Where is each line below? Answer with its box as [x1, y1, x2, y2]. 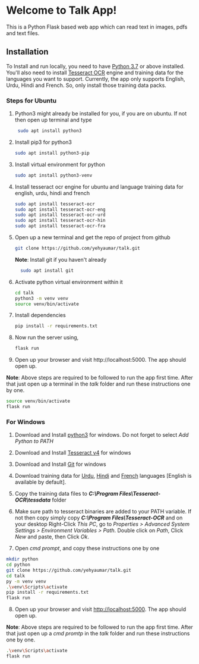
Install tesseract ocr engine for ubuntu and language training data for [14, 183, 184, 190]
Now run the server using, [14, 334, 79, 341]
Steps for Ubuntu [6, 96, 57, 105]
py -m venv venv [6, 578, 46, 584]
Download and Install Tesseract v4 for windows [14, 449, 131, 456]
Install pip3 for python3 [14, 138, 72, 146]
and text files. [6, 29, 40, 36]
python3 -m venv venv [14, 295, 69, 301]
